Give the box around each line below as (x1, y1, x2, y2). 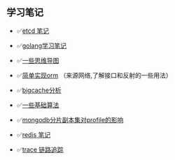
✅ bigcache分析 (16, 86, 62, 94)
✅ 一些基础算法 (16, 101, 59, 109)
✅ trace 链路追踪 (16, 145, 64, 154)
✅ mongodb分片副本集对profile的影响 (16, 115, 124, 124)
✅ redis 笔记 (16, 130, 51, 138)
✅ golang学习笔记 (16, 41, 67, 50)
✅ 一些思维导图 (16, 56, 59, 64)
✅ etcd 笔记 (16, 27, 50, 35)
